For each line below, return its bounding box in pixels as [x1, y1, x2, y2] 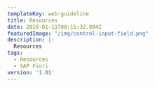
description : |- [7, 36, 55, 43]
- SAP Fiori [13, 62, 49, 69]
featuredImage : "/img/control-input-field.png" [7, 29, 149, 37]
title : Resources [7, 17, 58, 24]
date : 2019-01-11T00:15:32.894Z [7, 23, 102, 30]
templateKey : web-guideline [7, 10, 90, 18]
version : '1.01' [7, 69, 55, 76]
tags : [7, 50, 23, 57]
